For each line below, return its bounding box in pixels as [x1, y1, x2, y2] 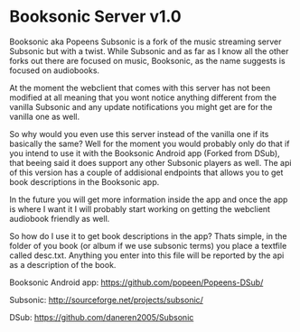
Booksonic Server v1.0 [9, 6, 183, 27]
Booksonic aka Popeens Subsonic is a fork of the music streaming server [9, 36, 282, 47]
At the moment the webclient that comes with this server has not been [9, 82, 271, 93]
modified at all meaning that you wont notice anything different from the [9, 92, 277, 103]
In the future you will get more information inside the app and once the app [9, 194, 288, 205]
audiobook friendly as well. [9, 213, 110, 224]
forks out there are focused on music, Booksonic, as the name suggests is [9, 55, 286, 66]
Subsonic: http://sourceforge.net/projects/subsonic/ [9, 294, 203, 305]
